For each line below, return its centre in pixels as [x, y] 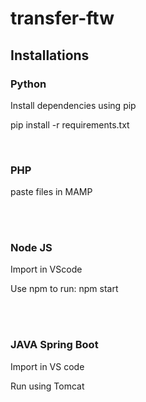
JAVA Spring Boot [54, 345]
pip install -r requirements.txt [70, 124]
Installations [50, 55]
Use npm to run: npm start [64, 289]
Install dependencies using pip [73, 105]
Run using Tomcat [47, 386]
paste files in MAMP [51, 192]
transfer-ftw [62, 18]
